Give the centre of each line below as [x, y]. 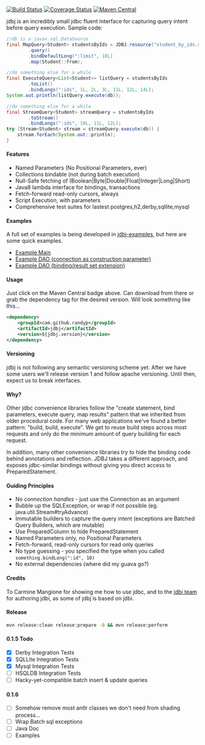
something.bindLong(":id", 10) [55, 558]
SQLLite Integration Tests [47, 660]
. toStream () [44, 118]
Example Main [33, 253]
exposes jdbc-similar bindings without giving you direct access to [89, 465]
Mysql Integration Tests [45, 666]
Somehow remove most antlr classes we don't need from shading [98, 708]
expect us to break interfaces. [44, 380]
